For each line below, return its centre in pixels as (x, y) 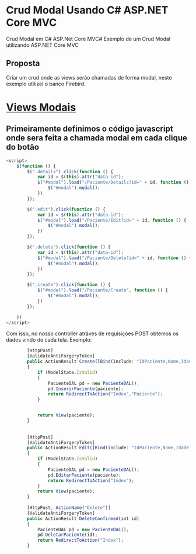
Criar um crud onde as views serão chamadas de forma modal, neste (89, 77)
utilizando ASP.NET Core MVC (42, 45)
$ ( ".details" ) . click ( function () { (70, 171)
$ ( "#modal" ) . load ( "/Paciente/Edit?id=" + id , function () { (112, 220)
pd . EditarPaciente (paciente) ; (84, 475)
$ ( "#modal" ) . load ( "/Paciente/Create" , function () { (102, 290)
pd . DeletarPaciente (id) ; (67, 535)
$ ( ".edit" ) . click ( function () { (66, 209)
